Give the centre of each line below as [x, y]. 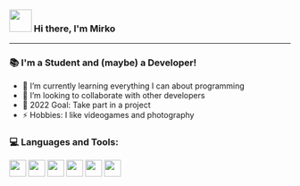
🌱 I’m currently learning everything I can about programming [133, 86]
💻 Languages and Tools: [64, 141]
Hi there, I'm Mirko [75, 29]
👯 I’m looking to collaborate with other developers [113, 95]
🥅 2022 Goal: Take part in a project [86, 105]
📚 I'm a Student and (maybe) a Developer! [103, 63]
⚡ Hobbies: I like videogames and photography [108, 114]
